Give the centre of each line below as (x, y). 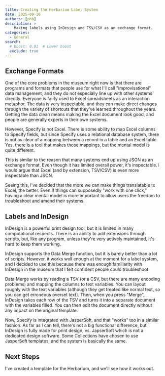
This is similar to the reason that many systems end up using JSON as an (79, 160)
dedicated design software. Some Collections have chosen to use (72, 336)
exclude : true (24, 51)
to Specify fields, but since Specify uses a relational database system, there (82, 134)
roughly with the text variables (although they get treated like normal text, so (82, 290)
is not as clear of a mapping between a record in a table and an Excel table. (82, 140)
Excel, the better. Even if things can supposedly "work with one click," (76, 190)
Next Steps (22, 356)
